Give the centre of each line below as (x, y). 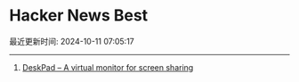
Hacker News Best (79, 16)
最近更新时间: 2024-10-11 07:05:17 (72, 41)
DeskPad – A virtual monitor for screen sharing (108, 67)
